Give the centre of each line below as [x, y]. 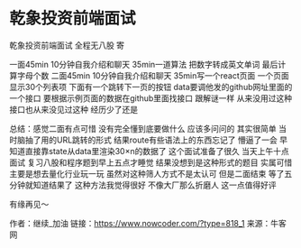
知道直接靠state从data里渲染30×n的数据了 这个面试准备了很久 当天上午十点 [150, 151]
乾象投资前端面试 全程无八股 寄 [67, 45]
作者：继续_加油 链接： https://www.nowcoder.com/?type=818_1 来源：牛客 [148, 223]
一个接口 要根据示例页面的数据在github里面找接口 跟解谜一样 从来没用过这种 [151, 98]
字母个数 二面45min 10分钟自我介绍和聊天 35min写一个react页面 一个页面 [153, 75]
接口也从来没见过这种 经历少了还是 [73, 109]
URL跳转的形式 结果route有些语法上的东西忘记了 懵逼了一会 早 [172, 140]
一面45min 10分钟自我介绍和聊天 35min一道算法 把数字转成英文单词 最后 [144, 64]
